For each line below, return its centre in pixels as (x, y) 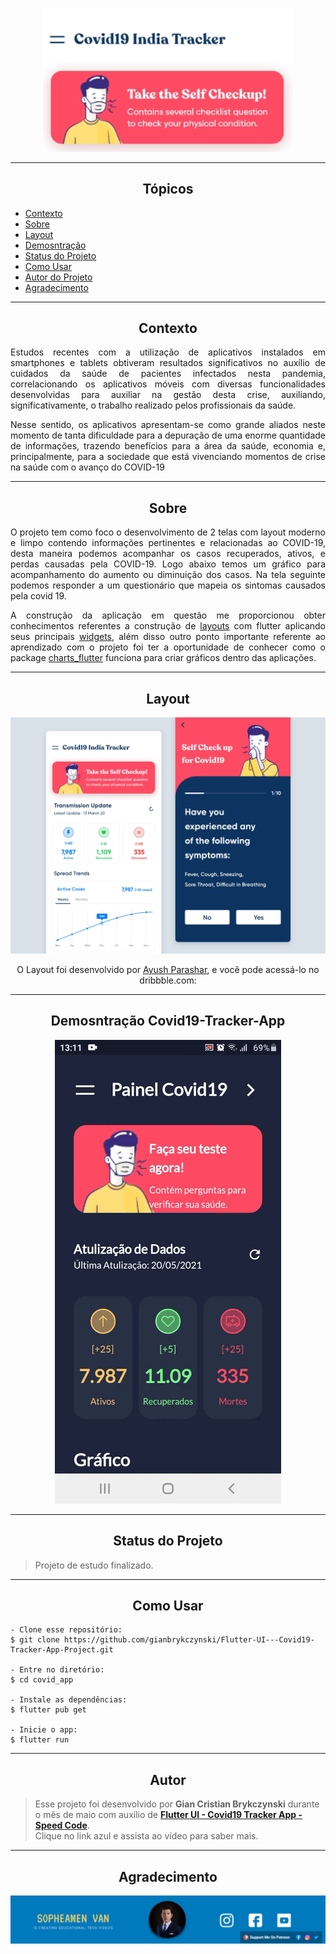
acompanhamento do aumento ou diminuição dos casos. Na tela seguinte (168, 575)
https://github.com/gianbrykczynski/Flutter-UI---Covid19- (189, 1640)
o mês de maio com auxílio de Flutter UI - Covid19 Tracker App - (168, 1815)
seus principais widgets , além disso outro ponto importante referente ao (168, 637)
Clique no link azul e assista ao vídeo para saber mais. (146, 1836)
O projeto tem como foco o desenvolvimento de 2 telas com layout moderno (168, 532)
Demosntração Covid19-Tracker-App (168, 1021)
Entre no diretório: (62, 1670)
